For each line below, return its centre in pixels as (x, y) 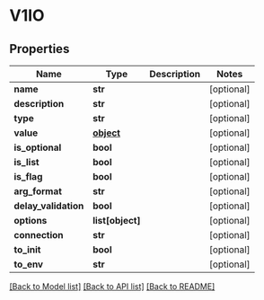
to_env (28, 264)
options (31, 221)
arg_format (38, 191)
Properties (40, 49)
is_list (26, 162)
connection (39, 235)
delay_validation (49, 206)
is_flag (28, 176)
